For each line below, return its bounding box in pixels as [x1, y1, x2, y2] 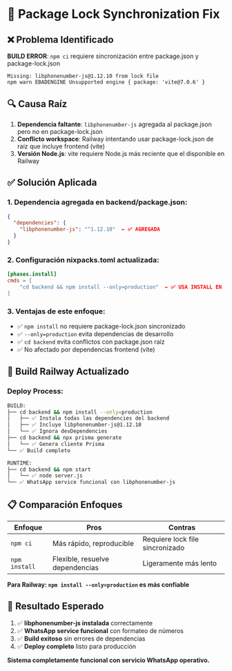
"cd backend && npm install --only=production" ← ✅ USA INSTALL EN [19, 283, 222, 291]
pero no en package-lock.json [17, 127, 104, 135]
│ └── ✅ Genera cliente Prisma [7, 440, 105, 447]
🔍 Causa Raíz [7, 98, 68, 110]
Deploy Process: [7, 387, 64, 396]
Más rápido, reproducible [52, 538, 135, 548]
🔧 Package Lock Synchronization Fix [7, 6, 220, 22]
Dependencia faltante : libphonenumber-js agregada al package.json [17, 120, 212, 128]
